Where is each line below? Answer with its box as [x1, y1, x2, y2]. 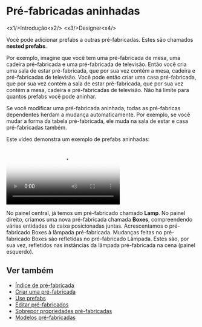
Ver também [6, 265, 54, 276]
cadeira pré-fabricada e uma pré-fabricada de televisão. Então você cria [6, 61, 187, 68]
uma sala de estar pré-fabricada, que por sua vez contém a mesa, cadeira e [6, 67, 195, 74]
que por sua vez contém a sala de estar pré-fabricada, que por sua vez [6, 80, 184, 87]
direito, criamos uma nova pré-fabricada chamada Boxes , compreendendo [6, 216, 193, 223]
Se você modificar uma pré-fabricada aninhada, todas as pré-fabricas [6, 104, 181, 111]
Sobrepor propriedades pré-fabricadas [15, 307, 112, 314]
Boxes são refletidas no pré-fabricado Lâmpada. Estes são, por [31, 235, 189, 242]
